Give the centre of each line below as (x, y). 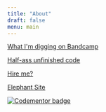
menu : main (23, 27)
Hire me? (20, 73)
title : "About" (29, 14)
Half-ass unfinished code (44, 60)
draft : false (26, 20)
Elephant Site (26, 87)
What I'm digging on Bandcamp (53, 47)
